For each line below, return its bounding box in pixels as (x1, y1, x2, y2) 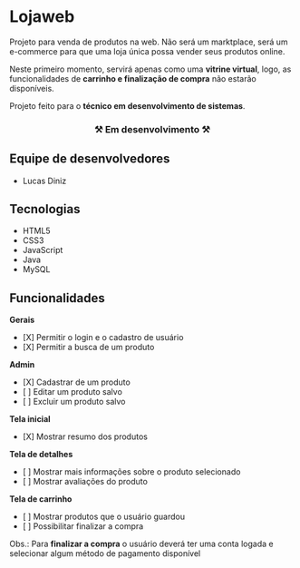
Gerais (9, 315, 35, 326)
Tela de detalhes (9, 449, 73, 460)
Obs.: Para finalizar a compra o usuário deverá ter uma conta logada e (9, 538, 274, 550)
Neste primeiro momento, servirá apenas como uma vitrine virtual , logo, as (9, 64, 292, 74)
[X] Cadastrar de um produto (22, 377, 131, 387)
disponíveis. (9, 83, 54, 93)
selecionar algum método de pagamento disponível (9, 548, 201, 559)
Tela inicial (9, 414, 52, 425)
